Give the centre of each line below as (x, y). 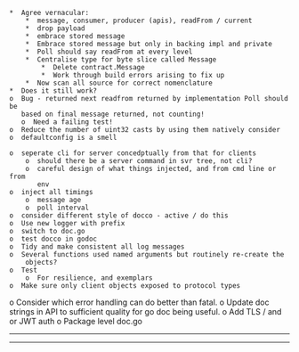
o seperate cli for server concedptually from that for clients (133, 153)
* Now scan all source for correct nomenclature (119, 83)
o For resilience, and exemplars (89, 278)
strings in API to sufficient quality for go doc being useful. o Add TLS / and (145, 311)
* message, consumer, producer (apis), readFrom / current (139, 20)
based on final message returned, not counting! (113, 114)
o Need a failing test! (67, 122)
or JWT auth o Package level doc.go (76, 321)
